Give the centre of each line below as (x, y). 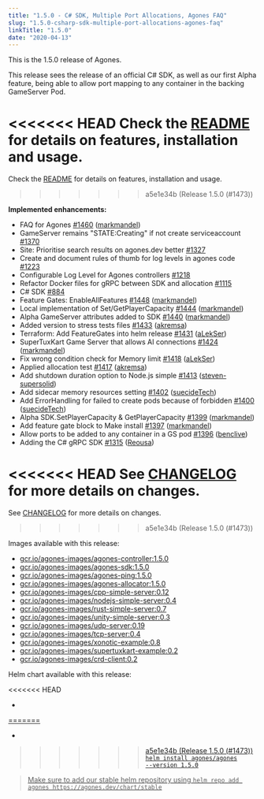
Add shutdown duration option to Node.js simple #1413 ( (111, 376)
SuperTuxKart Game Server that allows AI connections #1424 (119, 342)
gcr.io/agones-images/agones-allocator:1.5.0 (93, 584)
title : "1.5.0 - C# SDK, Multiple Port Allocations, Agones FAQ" (117, 15)
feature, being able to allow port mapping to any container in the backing (126, 84)
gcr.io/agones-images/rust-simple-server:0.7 (93, 609)
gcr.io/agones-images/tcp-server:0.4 (80, 634)
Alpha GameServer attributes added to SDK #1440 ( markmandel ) (125, 317)
